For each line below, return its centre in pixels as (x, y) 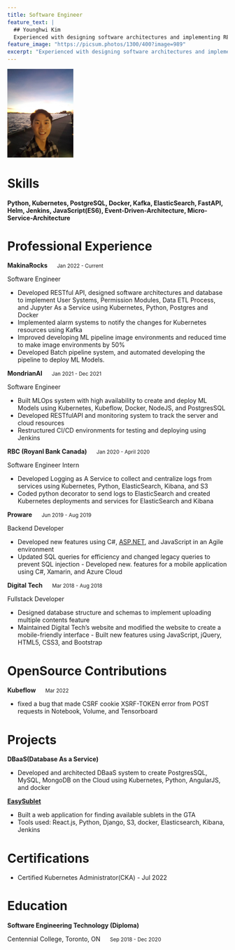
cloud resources (41, 423)
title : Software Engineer (45, 15)
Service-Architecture (39, 218)
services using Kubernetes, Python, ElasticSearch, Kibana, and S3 (113, 486)
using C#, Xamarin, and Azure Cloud (70, 572)
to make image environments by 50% (71, 345)
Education (37, 906)
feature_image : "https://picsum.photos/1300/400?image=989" (97, 45)
